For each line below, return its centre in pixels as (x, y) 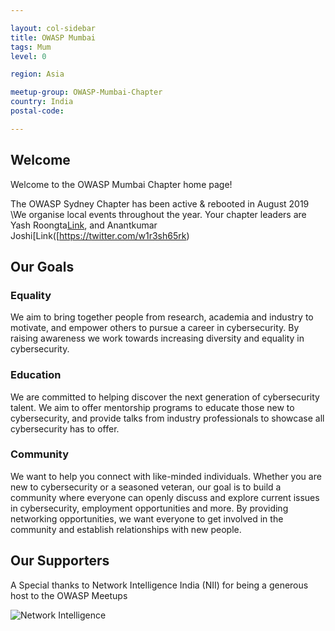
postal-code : (37, 111)
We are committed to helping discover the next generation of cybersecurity (165, 397)
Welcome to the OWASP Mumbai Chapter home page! (121, 184)
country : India (42, 102)
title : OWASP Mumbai (53, 37)
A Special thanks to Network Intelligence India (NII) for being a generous (159, 585)
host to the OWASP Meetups (69, 595)
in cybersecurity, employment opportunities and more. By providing (149, 508)
